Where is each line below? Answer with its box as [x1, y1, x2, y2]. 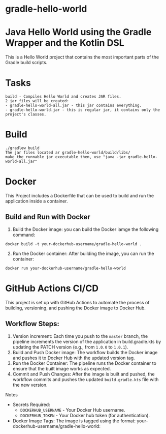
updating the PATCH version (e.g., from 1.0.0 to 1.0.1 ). [12, 344, 128, 350]
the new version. [12, 382, 48, 388]
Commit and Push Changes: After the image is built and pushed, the [12, 371, 155, 377]
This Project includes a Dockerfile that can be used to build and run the [5, 192, 154, 198]
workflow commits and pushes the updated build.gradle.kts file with [12, 376, 159, 382]
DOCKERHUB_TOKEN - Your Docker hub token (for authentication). [20, 412, 150, 418]
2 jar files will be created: [5, 99, 70, 104]
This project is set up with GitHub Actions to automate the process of [5, 299, 150, 305]
